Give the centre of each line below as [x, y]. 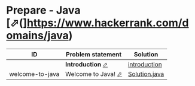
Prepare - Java [43, 10]
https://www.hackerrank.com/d [108, 23]
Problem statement [94, 54]
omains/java [37, 36]
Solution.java [146, 74]
